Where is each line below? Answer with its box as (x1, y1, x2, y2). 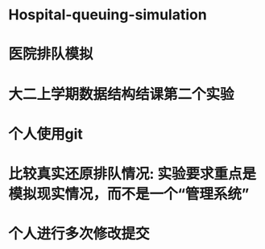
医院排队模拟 (8, 45, 94, 64)
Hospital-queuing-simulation (8, 6, 207, 24)
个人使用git (8, 125, 83, 143)
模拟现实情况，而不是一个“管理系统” (8, 185, 250, 203)
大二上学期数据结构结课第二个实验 (8, 85, 235, 103)
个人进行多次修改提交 (8, 225, 151, 243)
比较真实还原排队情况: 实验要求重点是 (8, 164, 256, 183)
